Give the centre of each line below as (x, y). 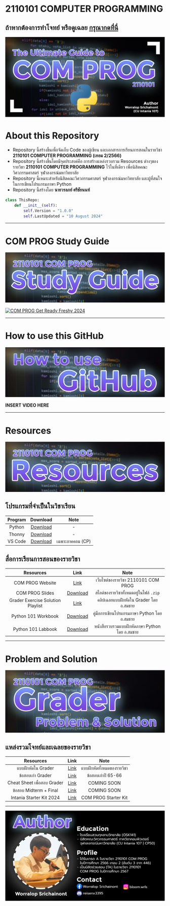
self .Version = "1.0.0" (48, 211)
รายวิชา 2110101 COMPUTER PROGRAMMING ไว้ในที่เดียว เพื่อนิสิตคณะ (80, 167)
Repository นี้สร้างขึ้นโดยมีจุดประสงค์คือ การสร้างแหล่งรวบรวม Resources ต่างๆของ (85, 161)
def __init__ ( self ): (36, 205)
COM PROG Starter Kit (104, 797)
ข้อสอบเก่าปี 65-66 (104, 775)
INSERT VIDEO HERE (27, 405)
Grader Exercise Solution (35, 600)
